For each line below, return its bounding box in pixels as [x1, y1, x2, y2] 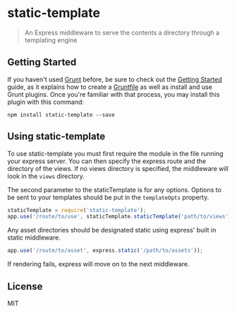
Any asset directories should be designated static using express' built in [7, 226, 217, 235]
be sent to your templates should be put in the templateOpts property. [7, 193, 209, 201]
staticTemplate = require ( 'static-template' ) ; [7, 206, 147, 213]
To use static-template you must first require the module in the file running [7, 149, 224, 158]
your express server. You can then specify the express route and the [7, 157, 207, 165]
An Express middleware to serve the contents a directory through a [24, 28, 220, 37]
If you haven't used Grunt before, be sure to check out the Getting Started [7, 75, 222, 83]
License [7, 280, 43, 293]
